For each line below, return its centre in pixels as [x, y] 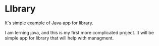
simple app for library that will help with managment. [59, 38]
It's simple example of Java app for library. [49, 23]
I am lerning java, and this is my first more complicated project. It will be [79, 32]
